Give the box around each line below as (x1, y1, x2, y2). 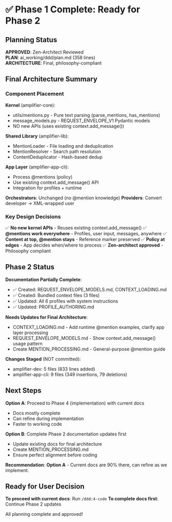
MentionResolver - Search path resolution (12, 148, 102, 154)
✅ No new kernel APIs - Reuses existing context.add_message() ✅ (5, 224, 147, 231)
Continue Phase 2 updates (5, 501, 62, 508)
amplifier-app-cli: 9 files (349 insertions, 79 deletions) (12, 371, 127, 377)
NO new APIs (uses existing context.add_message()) (12, 123, 125, 129)
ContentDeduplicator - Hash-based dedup (12, 153, 103, 160)
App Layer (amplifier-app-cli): (5, 164, 69, 170)
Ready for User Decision (5, 482, 85, 491)
